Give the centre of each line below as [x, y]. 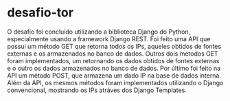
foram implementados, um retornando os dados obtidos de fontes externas [113, 60]
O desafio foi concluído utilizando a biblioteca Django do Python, [99, 32]
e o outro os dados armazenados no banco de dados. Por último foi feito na [114, 68]
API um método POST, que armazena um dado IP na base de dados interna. [114, 75]
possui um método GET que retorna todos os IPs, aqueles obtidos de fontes [114, 46]
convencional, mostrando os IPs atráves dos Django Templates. [97, 90]
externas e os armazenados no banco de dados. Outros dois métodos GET [113, 54]
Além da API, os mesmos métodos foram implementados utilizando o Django [115, 82]
